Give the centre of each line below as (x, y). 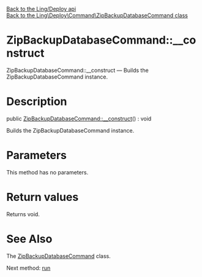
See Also (29, 239)
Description (37, 102)
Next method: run (28, 268)
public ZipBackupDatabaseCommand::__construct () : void (79, 119)
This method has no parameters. (47, 172)
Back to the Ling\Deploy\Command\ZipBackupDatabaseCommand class (97, 15)
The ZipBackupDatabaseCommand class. (59, 256)
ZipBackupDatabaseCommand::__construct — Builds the (77, 70)
